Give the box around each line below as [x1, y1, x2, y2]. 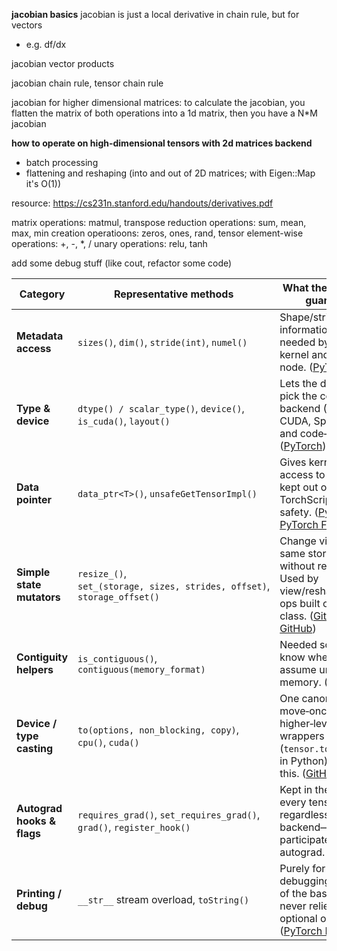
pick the [279, 389, 318, 403]
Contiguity [16, 650, 69, 664]
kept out [279, 480, 319, 494]
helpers [16, 663, 54, 676]
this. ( [279, 767, 307, 780]
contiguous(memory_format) [77, 664, 206, 675]
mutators [16, 590, 61, 604]
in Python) [279, 754, 329, 768]
